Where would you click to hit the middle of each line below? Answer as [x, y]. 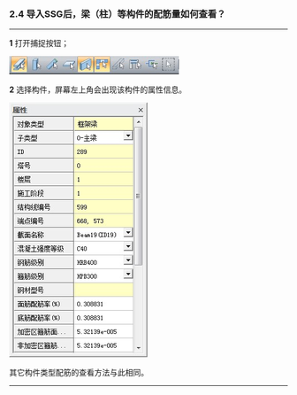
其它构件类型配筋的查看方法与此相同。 [79, 373]
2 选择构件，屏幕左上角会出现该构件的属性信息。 [98, 89]
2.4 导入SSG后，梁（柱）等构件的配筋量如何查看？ [118, 13]
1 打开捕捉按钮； [39, 43]
